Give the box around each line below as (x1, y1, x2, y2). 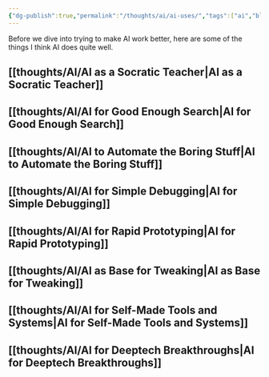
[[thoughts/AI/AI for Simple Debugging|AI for (8, 185, 238, 199)
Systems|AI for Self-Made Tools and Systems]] (8, 316, 248, 330)
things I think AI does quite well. (8, 42, 114, 52)
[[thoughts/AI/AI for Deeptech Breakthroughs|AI (8, 343, 255, 357)
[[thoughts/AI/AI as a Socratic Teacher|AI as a (8, 66, 243, 79)
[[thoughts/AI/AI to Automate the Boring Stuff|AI (8, 145, 255, 158)
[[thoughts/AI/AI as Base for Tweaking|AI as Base (8, 263, 261, 277)
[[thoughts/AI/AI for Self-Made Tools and (8, 303, 218, 317)
